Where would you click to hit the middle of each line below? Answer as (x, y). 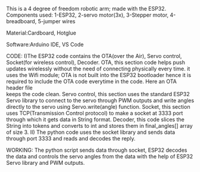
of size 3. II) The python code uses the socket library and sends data (91, 132)
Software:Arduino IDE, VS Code (45, 44)
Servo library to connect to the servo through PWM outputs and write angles (100, 100)
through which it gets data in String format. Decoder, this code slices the (96, 119)
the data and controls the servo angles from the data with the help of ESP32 (100, 156)
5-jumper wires (57, 21)
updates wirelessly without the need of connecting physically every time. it (98, 69)
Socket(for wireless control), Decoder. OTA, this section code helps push (96, 62)
